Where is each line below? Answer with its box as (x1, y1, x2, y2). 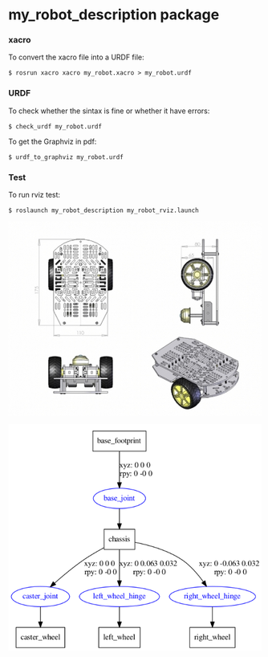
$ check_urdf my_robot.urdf (8, 122, 103, 130)
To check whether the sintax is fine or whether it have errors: (8, 106, 210, 116)
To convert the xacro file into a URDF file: (8, 52, 144, 62)
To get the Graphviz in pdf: (8, 137, 97, 146)
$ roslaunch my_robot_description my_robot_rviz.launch (8, 206, 199, 214)
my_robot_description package (8, 6, 220, 24)
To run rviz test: (8, 190, 61, 200)
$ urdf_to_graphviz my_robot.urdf (8, 153, 124, 161)
